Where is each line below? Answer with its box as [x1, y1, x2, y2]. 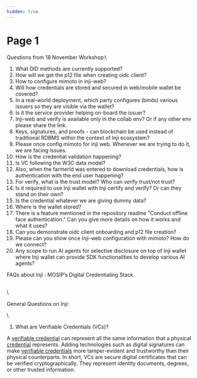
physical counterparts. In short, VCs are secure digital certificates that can [6, 353, 187, 360]
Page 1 [6, 34, 39, 47]
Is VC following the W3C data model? [15, 159, 106, 166]
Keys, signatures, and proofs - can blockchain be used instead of [15, 128, 173, 135]
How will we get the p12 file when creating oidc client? [15, 71, 147, 79]
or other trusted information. [6, 366, 75, 373]
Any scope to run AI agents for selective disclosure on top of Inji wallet [15, 247, 187, 254]
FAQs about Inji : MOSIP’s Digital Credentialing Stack [6, 271, 133, 278]
